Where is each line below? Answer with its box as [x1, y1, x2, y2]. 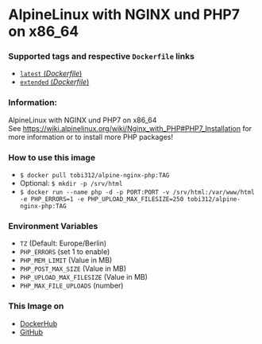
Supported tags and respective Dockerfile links [8, 51, 195, 62]
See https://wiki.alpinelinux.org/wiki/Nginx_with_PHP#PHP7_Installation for [8, 123, 252, 133]
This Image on [8, 300, 64, 311]
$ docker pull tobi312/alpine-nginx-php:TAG [19, 172, 170, 180]
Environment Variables [8, 221, 98, 231]
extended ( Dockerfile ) [19, 77, 90, 87]
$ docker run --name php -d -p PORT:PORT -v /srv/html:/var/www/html [19, 188, 256, 196]
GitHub [19, 327, 44, 337]
